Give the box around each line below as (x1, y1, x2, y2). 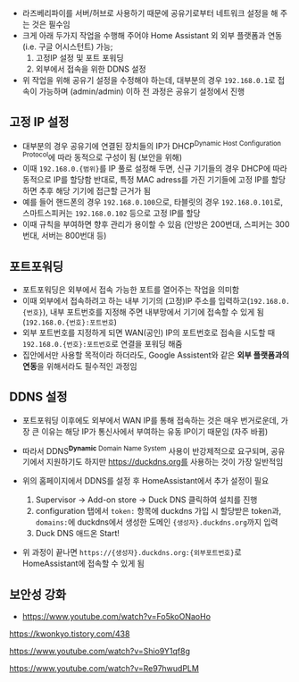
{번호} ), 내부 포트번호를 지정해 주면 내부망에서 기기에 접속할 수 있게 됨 (21, 307, 265, 317)
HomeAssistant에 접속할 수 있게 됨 (21, 558, 145, 569)
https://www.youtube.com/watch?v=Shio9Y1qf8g (9, 646, 190, 657)
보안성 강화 (9, 586, 67, 602)
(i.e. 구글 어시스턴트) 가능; (21, 41, 113, 52)
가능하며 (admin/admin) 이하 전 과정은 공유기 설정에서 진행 (38, 86, 245, 97)
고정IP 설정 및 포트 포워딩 (35, 53, 124, 63)
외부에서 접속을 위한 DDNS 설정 (35, 63, 146, 74)
